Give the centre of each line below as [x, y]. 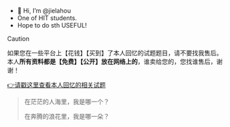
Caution [18, 39]
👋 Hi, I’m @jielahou [44, 11]
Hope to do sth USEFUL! [52, 25]
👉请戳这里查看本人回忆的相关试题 [56, 85]
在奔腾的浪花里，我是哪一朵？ [67, 116]
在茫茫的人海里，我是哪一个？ [67, 101]
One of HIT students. [47, 18]
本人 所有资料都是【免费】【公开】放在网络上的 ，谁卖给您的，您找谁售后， [112, 61]
